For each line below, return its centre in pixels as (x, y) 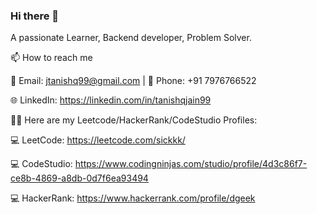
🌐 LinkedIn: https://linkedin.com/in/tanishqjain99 (111, 100)
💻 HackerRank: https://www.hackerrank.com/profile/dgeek (133, 198)
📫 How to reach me (51, 58)
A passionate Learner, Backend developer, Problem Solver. (131, 38)
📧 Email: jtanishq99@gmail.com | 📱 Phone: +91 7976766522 (133, 81)
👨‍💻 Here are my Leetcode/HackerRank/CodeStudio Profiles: (134, 120)
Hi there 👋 (35, 16)
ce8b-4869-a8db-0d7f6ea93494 (79, 178)
